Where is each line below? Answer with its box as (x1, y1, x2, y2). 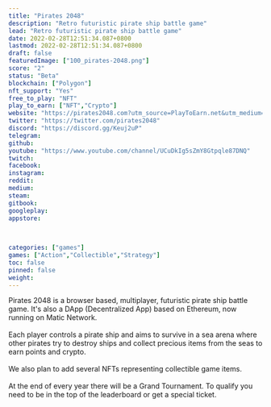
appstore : (8, 214, 42, 222)
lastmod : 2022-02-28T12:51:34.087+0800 (8, 42, 143, 50)
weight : (8, 273, 35, 282)
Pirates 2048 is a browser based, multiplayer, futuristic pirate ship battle (8, 296, 248, 305)
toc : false (8, 259, 45, 267)
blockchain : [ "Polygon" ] (8, 79, 92, 87)
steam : (8, 191, 31, 200)
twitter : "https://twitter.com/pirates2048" (8, 117, 161, 125)
